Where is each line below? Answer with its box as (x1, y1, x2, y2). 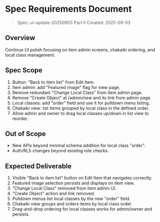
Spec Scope (5, 66, 43, 74)
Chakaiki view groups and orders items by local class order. (12, 201, 133, 207)
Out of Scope (5, 130, 46, 138)
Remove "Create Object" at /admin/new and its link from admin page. (12, 94, 152, 101)
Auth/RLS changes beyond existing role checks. (12, 148, 109, 154)
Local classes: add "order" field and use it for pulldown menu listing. (12, 100, 150, 106)
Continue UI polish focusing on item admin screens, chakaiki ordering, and (5, 46, 156, 52)
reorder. (12, 115, 28, 121)
